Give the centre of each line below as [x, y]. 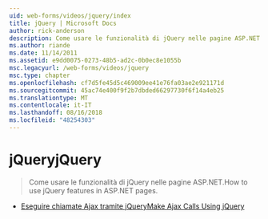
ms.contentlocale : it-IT [50, 105]
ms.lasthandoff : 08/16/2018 [56, 113]
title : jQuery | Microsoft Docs [63, 23]
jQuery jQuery [56, 160]
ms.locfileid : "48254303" [52, 120]
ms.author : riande [40, 46]
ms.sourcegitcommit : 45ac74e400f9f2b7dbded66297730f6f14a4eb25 [117, 90]
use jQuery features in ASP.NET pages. [93, 190]
